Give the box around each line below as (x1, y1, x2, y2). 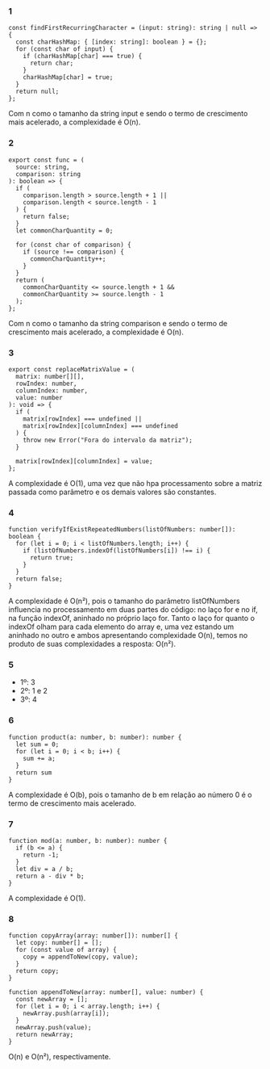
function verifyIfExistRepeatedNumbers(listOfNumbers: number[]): (8, 526, 236, 534)
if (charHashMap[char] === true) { (23, 52, 143, 61)
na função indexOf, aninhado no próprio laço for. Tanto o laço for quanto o (8, 614, 255, 623)
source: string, (15, 163, 70, 171)
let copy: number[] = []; (15, 939, 103, 947)
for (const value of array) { (15, 946, 117, 954)
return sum (15, 769, 52, 777)
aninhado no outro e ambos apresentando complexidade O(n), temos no (8, 631, 248, 640)
